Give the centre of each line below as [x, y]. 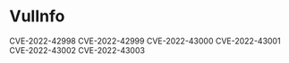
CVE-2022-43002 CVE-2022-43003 [77, 50]
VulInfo [37, 16]
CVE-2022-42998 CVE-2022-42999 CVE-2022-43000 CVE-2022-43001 [145, 41]
